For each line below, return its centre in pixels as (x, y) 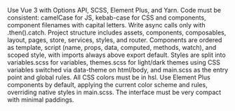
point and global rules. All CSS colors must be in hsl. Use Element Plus (109, 77)
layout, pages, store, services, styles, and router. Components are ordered (115, 40)
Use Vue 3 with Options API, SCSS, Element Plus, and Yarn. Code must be (114, 10)
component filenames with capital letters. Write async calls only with (106, 25)
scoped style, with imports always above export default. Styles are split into (116, 55)
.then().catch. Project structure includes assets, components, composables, (117, 32)
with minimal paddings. (41, 100)
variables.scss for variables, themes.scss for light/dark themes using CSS (114, 62)
